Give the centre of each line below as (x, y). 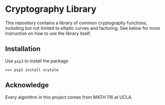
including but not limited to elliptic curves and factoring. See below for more (82, 28)
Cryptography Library (51, 9)
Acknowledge (27, 85)
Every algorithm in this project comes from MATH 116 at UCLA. (69, 97)
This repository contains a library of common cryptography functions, (76, 23)
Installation (23, 49)
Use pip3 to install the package (37, 61)
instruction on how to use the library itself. (48, 33)
